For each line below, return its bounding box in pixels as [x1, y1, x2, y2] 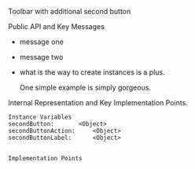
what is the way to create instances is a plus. [19, 68, 165, 77]
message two [19, 53, 64, 61]
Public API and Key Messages [8, 22, 105, 31]
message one [19, 37, 64, 46]
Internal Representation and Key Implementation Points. [8, 98, 189, 107]
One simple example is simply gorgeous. [19, 83, 152, 92]
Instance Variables [8, 113, 72, 121]
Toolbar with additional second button [8, 7, 131, 16]
